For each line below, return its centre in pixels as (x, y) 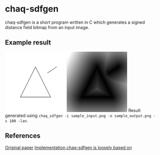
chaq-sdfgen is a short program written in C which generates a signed (75, 22)
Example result (28, 43)
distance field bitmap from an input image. (47, 27)
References (23, 136)
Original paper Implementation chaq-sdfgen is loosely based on (68, 147)
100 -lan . (19, 120)
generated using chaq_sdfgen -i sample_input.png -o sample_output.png (78, 115)
